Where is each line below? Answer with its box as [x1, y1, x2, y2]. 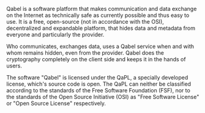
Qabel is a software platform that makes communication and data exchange [6, 5, 197, 12]
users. [6, 62, 23, 69]
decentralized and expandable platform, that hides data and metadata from [6, 24, 196, 32]
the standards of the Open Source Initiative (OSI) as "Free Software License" [6, 94, 199, 100]
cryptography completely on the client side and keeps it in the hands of [6, 56, 186, 63]
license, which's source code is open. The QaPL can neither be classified [6, 80, 192, 87]
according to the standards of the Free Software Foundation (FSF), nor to [6, 87, 191, 94]
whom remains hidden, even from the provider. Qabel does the [6, 49, 164, 56]
